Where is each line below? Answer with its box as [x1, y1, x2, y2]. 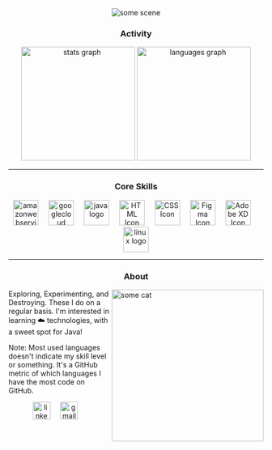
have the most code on [8, 376, 85, 387]
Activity [120, 28, 152, 39]
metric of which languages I [8, 368, 101, 378]
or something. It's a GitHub [8, 359, 99, 369]
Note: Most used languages [8, 342, 101, 352]
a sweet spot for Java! [8, 327, 83, 337]
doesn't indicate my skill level [8, 351, 107, 361]
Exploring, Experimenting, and [8, 289, 109, 299]
